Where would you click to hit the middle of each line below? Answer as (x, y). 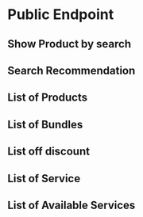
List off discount (49, 152)
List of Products (48, 98)
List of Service (44, 179)
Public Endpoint (61, 15)
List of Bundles (45, 124)
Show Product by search (70, 44)
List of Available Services (71, 205)
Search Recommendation (71, 70)
